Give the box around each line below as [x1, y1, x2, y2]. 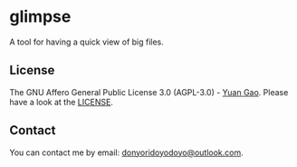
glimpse [9, 6, 72, 27]
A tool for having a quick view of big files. [9, 36, 165, 47]
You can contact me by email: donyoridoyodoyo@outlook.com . [9, 147, 244, 158]
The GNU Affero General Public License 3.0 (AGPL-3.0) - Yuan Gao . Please [9, 86, 289, 97]
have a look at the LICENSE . [9, 96, 113, 107]
